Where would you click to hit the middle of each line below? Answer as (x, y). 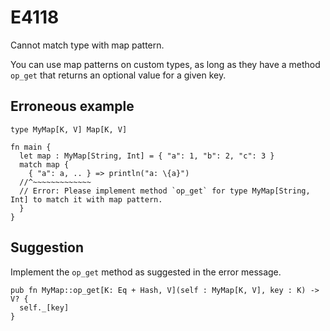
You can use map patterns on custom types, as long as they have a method (165, 64)
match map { (44, 164)
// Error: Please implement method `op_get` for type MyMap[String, (165, 191)
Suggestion (47, 247)
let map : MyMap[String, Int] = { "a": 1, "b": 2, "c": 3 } (147, 156)
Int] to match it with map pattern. (86, 199)
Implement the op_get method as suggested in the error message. (146, 272)
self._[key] (44, 307)
